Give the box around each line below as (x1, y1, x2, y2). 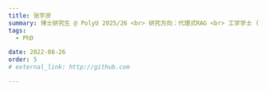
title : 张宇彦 (8, 11, 52, 20)
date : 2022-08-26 (8, 49, 66, 57)
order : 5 (8, 56, 37, 64)
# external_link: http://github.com (8, 63, 130, 72)
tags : (8, 26, 26, 34)
